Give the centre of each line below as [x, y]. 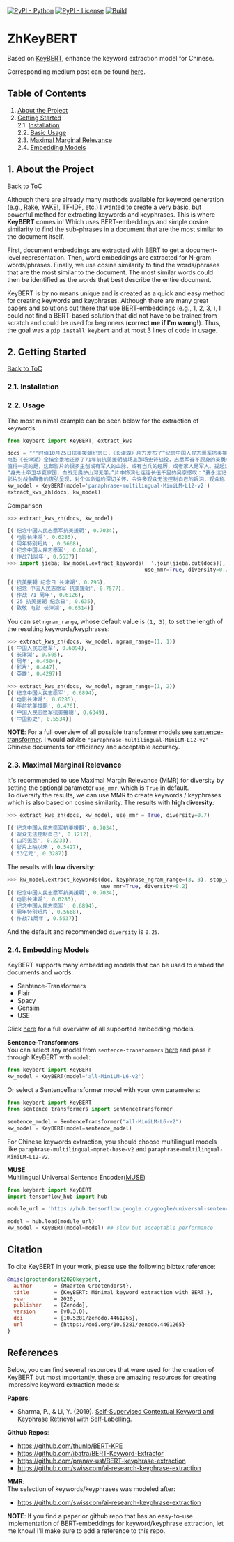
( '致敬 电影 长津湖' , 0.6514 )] [52, 608]
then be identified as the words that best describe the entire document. [109, 279]
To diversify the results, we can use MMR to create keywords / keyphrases [114, 795]
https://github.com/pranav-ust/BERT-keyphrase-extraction [101, 1461]
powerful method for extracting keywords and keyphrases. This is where [111, 214]
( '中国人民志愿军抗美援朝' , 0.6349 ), [59, 712]
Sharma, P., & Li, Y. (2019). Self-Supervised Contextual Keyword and [116, 1411]
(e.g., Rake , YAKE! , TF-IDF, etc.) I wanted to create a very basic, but [104, 207]
